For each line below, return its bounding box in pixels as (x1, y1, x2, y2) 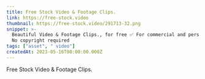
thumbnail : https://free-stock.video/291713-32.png (6, 20, 141, 26)
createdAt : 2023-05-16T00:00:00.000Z (6, 49, 103, 55)
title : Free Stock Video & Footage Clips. (6, 9, 116, 15)
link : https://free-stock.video (6, 15, 89, 21)
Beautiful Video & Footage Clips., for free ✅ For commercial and (12, 32, 186, 38)
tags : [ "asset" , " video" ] (6, 43, 75, 50)
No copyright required (12, 37, 70, 43)
